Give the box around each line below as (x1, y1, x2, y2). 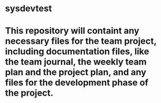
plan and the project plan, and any (5, 67, 146, 78)
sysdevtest (5, 3, 52, 14)
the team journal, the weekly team (5, 57, 147, 67)
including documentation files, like (5, 46, 150, 57)
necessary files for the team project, (5, 36, 157, 47)
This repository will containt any (5, 25, 139, 37)
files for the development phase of (5, 77, 149, 88)
